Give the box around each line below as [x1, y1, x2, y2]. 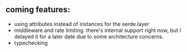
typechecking [14, 39, 48, 46]
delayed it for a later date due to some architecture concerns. [14, 32, 164, 40]
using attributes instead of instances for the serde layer [14, 20, 149, 27]
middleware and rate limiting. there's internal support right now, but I [14, 27, 181, 34]
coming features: [5, 5, 70, 15]
